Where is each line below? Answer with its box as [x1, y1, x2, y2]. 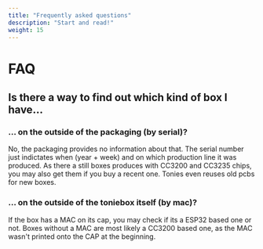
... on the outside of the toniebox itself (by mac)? [8, 197, 198, 208]
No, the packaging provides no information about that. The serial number [8, 144, 245, 153]
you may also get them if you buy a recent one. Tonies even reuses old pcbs [8, 169, 255, 179]
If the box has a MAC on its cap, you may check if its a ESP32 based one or [8, 215, 252, 224]
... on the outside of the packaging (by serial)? [8, 126, 188, 137]
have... [8, 103, 43, 116]
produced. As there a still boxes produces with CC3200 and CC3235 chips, [8, 161, 253, 171]
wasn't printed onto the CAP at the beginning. [8, 232, 156, 241]
